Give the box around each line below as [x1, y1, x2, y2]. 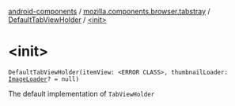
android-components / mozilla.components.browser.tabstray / [8, 7, 211, 16]
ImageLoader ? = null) [8, 75, 80, 83]
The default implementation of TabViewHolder [8, 89, 155, 98]
